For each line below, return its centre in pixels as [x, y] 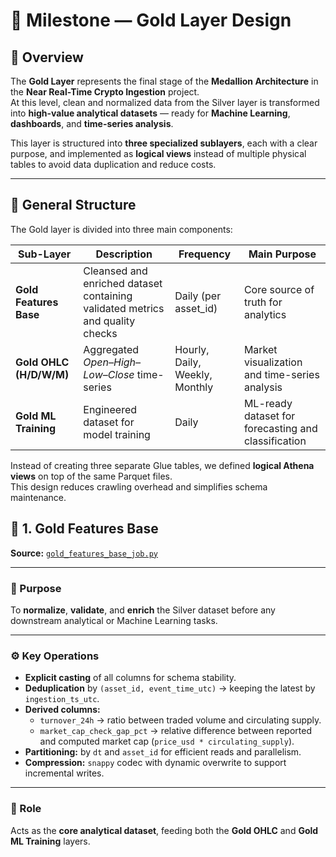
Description [124, 254]
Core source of [279, 289]
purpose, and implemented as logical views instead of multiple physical [158, 153]
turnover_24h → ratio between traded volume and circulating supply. [180, 720]
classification [275, 441]
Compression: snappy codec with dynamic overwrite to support [155, 763]
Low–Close [109, 374]
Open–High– [112, 362]
